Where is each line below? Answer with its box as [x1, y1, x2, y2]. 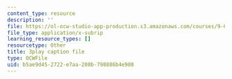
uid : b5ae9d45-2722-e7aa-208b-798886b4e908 [7, 61, 135, 68]
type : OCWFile [7, 55, 48, 62]
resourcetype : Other [7, 42, 67, 49]
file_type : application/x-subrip [7, 29, 104, 36]
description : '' [7, 16, 54, 23]
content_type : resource [7, 10, 76, 17]
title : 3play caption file [7, 49, 85, 56]
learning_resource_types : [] [7, 36, 91, 43]
